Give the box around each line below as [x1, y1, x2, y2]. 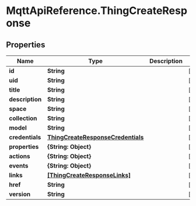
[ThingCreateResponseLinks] [47, 171, 131, 179]
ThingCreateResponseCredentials [47, 133, 144, 141]
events [9, 162, 29, 170]
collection [9, 114, 37, 122]
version [9, 190, 31, 198]
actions [9, 152, 30, 160]
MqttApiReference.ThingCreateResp [6, 4, 188, 18]
